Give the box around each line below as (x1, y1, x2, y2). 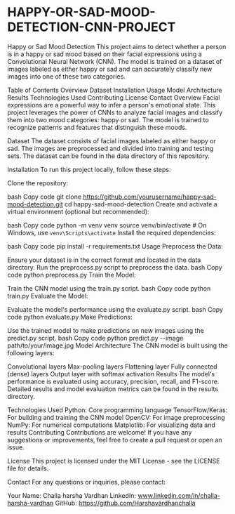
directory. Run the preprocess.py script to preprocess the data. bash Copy (7, 263, 222, 271)
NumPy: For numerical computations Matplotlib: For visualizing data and (7, 421, 215, 429)
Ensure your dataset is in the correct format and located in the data (7, 256, 201, 264)
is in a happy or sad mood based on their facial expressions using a (7, 50, 202, 58)
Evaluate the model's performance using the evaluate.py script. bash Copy (7, 305, 223, 313)
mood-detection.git (7, 199, 63, 208)
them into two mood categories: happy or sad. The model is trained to (7, 115, 209, 124)
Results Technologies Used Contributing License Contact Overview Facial (7, 93, 220, 102)
